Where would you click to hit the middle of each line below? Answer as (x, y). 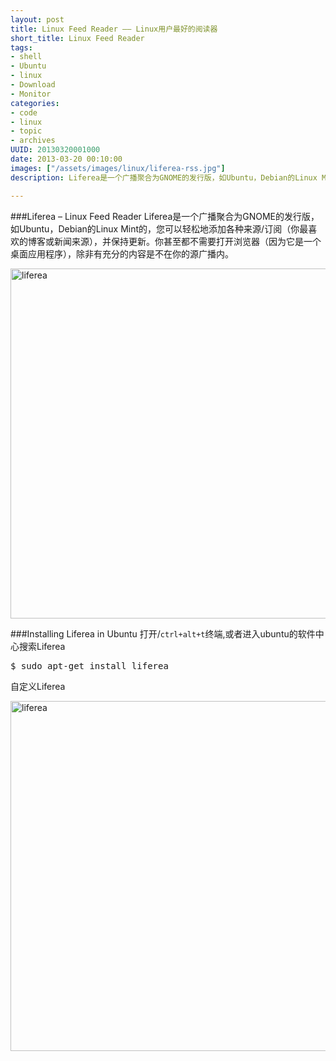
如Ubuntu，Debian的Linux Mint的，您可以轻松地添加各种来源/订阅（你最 (159, 228)
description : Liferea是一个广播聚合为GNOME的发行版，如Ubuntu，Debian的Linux (164, 177)
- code (24, 112)
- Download (33, 85)
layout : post (37, 19)
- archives (33, 141)
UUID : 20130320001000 (55, 150)
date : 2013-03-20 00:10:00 (66, 159)
